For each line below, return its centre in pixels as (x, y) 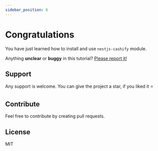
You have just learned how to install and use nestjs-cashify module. (76, 49)
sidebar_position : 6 (27, 10)
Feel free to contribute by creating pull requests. (55, 116)
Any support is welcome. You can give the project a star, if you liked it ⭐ (80, 86)
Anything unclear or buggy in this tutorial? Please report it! (66, 58)
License (18, 132)
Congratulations (40, 34)
